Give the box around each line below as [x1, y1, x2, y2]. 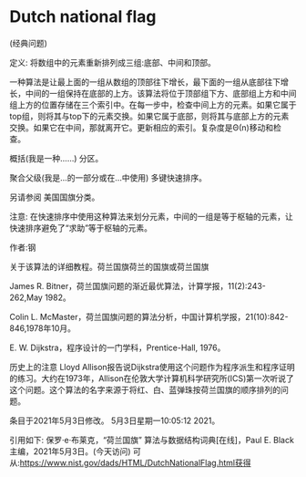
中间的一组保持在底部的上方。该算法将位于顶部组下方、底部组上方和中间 [25, 88, 297, 99]
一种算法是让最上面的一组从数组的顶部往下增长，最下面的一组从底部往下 [9, 76, 280, 88]
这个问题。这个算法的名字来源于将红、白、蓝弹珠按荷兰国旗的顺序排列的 [9, 384, 280, 395]
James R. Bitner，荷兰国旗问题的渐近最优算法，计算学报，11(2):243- [9, 280, 267, 291]
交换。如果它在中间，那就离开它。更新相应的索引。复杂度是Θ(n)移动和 [9, 121, 274, 133]
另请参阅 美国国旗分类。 [9, 192, 100, 202]
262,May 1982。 [9, 292, 71, 303]
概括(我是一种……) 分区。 [9, 152, 104, 163]
